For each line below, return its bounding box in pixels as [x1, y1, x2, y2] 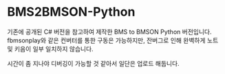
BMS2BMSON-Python [7, 4, 136, 20]
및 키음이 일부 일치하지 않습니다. [7, 45, 94, 53]
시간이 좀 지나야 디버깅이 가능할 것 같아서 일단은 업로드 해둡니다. [7, 59, 180, 67]
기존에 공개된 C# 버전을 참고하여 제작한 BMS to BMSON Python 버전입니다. [7, 27, 212, 36]
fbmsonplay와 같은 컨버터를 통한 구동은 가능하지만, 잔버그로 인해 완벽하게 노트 [7, 36, 219, 45]
